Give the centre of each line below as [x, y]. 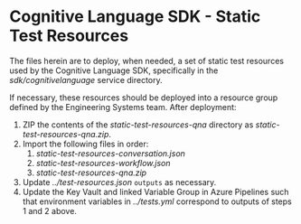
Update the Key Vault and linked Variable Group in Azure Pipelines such [155, 191]
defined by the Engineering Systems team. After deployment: [123, 107]
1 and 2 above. [49, 210]
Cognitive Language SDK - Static [135, 17]
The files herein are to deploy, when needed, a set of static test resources [147, 61]
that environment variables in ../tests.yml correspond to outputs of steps [157, 201]
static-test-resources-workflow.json [103, 163]
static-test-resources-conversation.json [110, 153]
